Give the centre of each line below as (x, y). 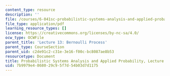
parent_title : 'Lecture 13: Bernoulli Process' (56, 42)
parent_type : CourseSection (35, 47)
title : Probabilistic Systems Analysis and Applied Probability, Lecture (85, 61)
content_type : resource (30, 10)
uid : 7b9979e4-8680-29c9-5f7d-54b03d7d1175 (52, 65)
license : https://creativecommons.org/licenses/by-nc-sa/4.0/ (72, 33)
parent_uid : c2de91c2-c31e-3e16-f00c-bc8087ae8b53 (60, 51)
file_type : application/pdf (35, 24)
